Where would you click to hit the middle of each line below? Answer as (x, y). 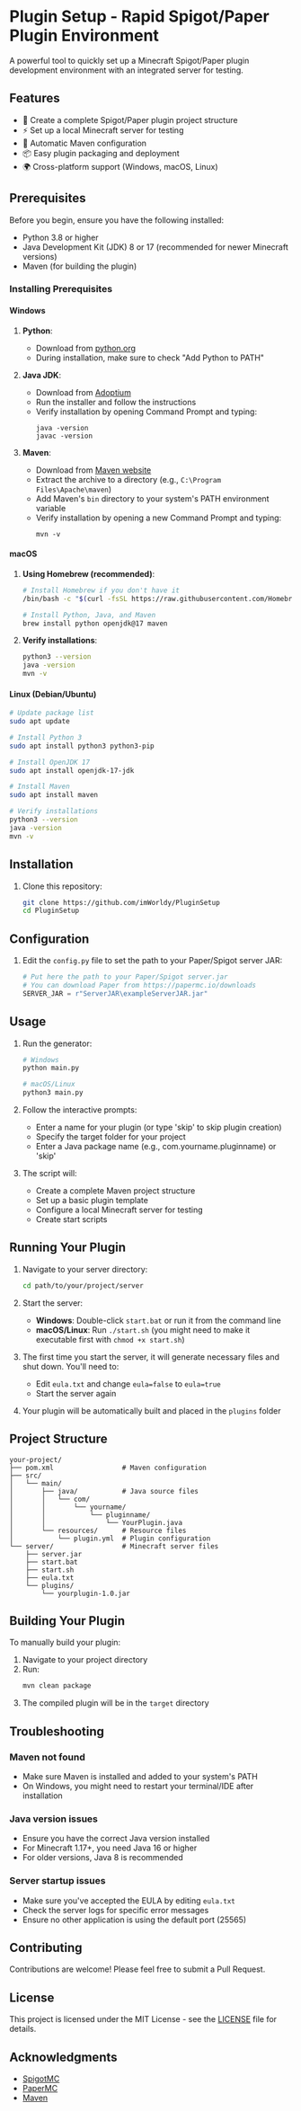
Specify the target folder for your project (111, 1137)
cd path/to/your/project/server (83, 1286)
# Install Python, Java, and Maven (89, 615)
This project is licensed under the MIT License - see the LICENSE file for (143, 2019)
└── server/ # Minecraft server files (114, 1546)
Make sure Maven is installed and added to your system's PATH (140, 1776)
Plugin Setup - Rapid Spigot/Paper (139, 17)
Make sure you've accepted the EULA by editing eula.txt (129, 1900)
